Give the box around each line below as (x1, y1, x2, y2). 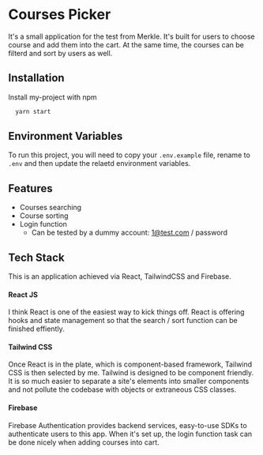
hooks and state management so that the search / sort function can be (8, 316, 239, 325)
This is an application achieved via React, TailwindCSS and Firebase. (8, 272, 231, 281)
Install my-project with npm (8, 92, 97, 102)
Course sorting (19, 211, 69, 220)
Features (8, 182, 53, 195)
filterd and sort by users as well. (8, 48, 113, 58)
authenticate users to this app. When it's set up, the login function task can (8, 429, 253, 438)
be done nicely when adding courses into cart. (8, 437, 160, 447)
